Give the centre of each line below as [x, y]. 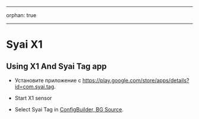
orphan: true [21, 15]
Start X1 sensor [33, 98]
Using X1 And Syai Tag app [57, 66]
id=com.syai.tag [34, 87]
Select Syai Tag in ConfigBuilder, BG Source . [69, 109]
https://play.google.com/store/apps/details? [136, 80]
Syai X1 [25, 44]
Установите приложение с [48, 80]
